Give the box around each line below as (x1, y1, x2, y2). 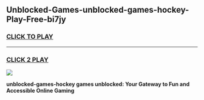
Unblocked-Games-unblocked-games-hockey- (6, 5, 189, 15)
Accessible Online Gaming (6, 87, 75, 94)
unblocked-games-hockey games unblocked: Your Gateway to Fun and (6, 80, 190, 87)
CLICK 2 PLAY (6, 55, 49, 64)
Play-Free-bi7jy (6, 15, 67, 25)
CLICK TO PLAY (6, 33, 53, 41)
